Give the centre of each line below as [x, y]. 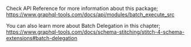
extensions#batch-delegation [42, 38]
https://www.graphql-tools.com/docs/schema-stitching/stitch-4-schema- [95, 32]
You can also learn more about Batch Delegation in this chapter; [83, 26]
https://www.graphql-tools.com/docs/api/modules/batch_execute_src [91, 15]
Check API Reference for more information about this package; [82, 8]
